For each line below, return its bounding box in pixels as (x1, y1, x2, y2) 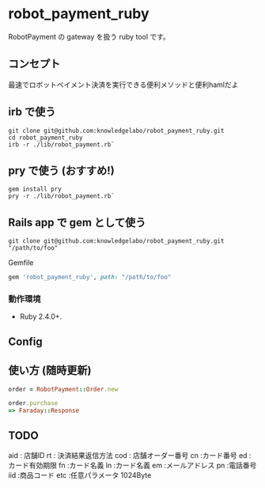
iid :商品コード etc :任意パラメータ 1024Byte (8, 471, 152, 479)
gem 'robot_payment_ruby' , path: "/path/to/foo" (8, 274, 172, 282)
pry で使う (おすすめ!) (8, 164, 115, 177)
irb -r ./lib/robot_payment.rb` (8, 140, 115, 149)
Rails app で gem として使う (8, 215, 146, 229)
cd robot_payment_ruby (8, 134, 83, 142)
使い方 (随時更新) (8, 364, 92, 377)
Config (8, 335, 43, 348)
